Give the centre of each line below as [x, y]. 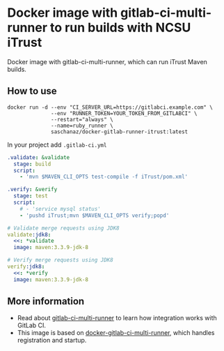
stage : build [32, 164]
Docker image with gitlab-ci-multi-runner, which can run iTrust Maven [107, 61]
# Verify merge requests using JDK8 [60, 260]
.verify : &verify [32, 190]
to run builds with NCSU [120, 28]
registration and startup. [52, 341]
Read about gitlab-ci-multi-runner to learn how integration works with [117, 318]
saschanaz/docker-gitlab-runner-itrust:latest [120, 132]
